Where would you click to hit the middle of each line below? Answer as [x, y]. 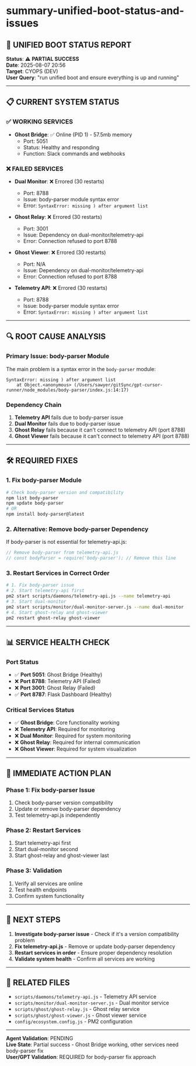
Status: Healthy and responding [61, 147]
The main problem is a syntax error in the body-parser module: [81, 369]
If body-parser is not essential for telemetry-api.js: [66, 542]
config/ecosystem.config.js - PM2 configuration [73, 1022]
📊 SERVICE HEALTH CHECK [58, 642]
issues [22, 23]
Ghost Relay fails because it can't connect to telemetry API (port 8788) [100, 430]
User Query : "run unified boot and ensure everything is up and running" [93, 78]
